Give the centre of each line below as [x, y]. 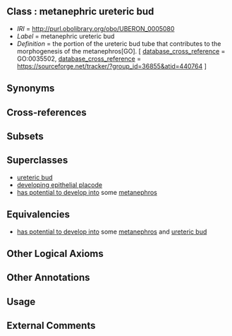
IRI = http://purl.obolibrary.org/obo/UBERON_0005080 [96, 28]
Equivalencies [38, 215]
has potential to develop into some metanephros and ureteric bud [112, 232]
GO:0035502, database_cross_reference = [79, 59]
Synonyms [31, 89]
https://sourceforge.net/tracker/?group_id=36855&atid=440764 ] [112, 66]
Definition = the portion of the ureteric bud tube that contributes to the [119, 43]
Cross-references [47, 112]
